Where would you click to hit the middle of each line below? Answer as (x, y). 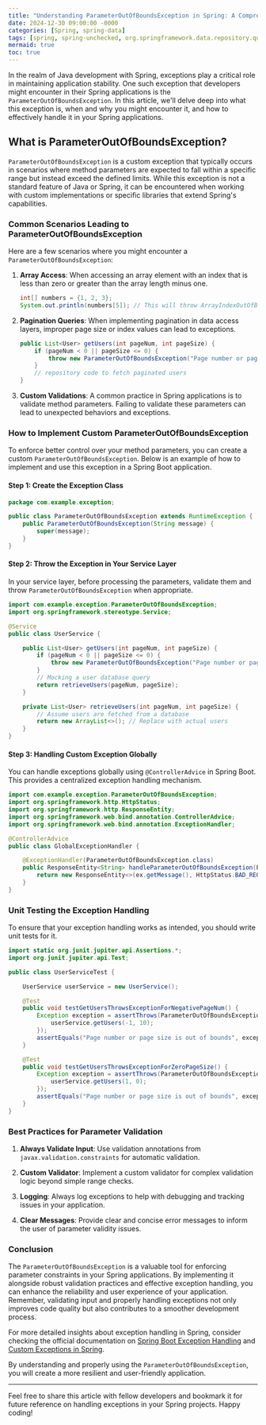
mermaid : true (32, 45)
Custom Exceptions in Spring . (57, 1350)
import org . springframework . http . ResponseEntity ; (92, 810)
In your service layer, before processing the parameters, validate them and (130, 582)
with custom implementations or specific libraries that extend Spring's (122, 194)
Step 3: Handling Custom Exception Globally (83, 754)
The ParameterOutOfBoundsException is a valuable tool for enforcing (118, 1266)
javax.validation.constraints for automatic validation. (110, 1157)
